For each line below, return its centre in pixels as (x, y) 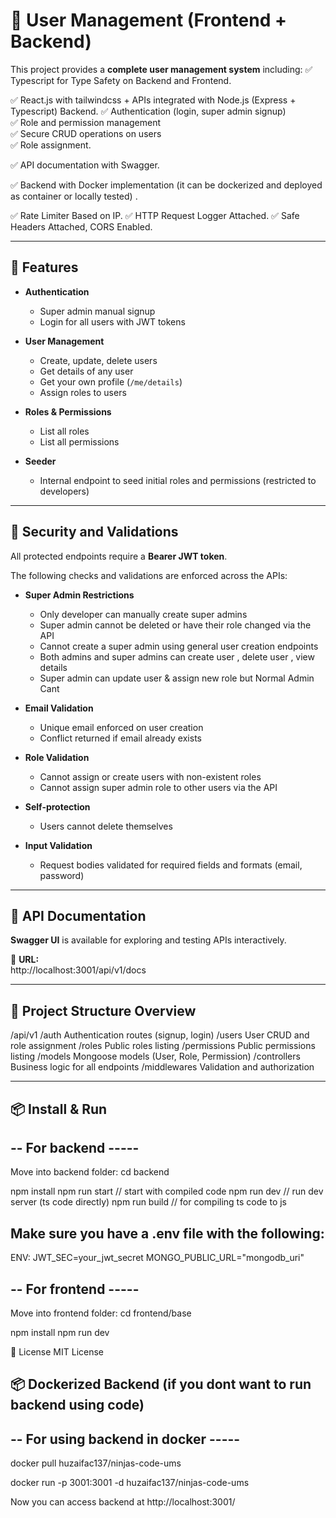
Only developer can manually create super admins (143, 614)
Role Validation (57, 757)
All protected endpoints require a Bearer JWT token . (119, 556)
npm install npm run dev (60, 1333)
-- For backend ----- (75, 1147)
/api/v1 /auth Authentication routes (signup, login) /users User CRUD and (160, 1035)
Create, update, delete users (98, 360)
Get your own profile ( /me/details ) (111, 381)
